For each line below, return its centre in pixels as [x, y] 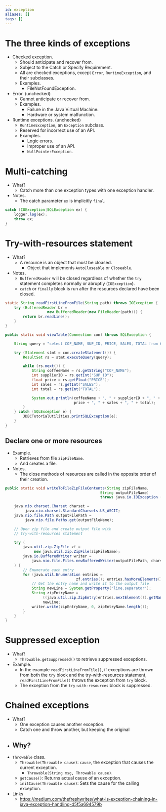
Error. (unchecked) [31, 94]
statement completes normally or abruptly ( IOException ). [77, 283]
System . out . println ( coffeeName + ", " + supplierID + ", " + [96, 398]
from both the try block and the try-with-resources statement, [83, 675]
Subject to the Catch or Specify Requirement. [66, 68]
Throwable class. [29, 757]
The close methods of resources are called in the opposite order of [88, 474]
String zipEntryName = [55, 593]
